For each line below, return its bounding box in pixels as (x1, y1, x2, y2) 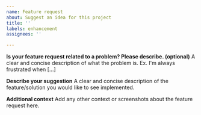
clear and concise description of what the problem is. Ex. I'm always (6, 60, 176, 67)
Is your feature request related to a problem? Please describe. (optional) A (6, 53, 196, 60)
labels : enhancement (6, 25, 58, 32)
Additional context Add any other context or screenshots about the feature (6, 96, 193, 103)
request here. (6, 102, 40, 109)
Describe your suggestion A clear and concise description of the (6, 78, 169, 85)
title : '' (6, 20, 31, 26)
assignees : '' (6, 31, 42, 37)
